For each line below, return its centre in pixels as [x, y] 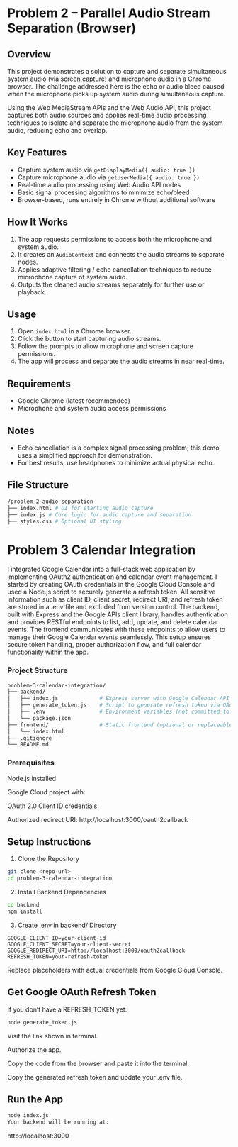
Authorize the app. [34, 1049]
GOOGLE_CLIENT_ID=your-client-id [57, 938]
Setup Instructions [49, 842]
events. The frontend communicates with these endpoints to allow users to [116, 630]
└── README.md [28, 745]
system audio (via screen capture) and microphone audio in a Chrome [109, 79]
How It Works [38, 222]
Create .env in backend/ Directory [67, 925]
